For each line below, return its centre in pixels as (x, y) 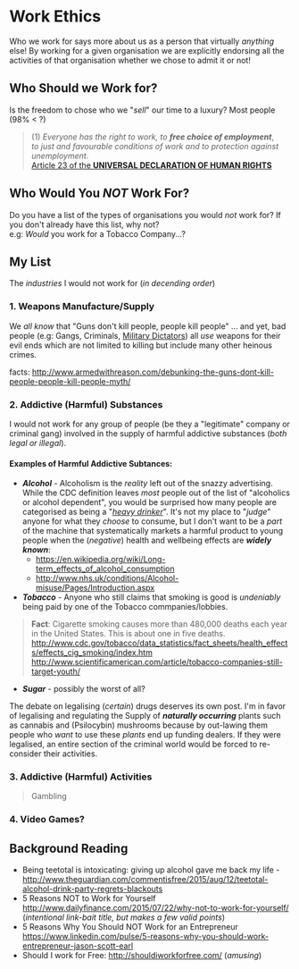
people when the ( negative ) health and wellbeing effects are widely (147, 540)
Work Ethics (55, 17)
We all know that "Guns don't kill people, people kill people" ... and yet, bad (148, 326)
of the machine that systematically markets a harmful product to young (153, 531)
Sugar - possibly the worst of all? (83, 689)
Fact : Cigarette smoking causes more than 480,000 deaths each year (159, 624)
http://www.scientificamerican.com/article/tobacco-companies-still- (157, 662)
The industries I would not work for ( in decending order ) (112, 283)
